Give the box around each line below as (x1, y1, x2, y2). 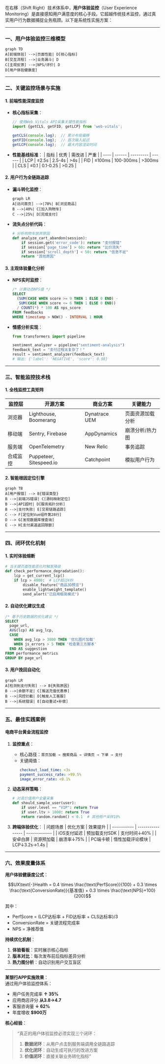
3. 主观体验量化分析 (5, 265, 45, 271)
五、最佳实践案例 (5, 716, 46, 723)
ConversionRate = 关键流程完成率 (12, 920, 80, 926)
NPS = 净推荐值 (12, 926, 44, 932)
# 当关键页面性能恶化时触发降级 (5, 564, 61, 569)
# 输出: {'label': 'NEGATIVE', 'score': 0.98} (12, 357, 108, 362)
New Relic (84, 443, 108, 450)
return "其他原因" (21, 254, 56, 259)
